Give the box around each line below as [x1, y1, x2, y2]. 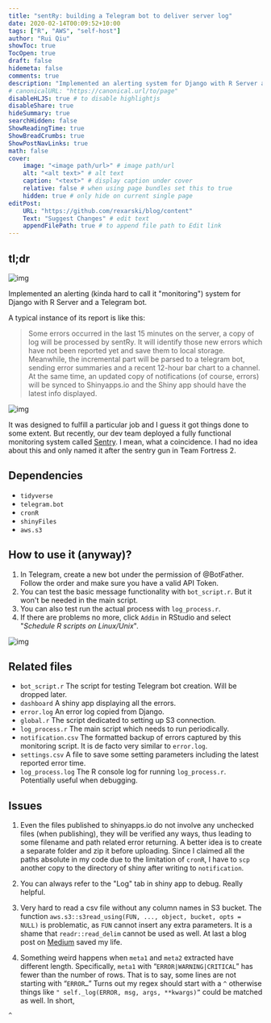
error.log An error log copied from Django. [19, 707, 165, 716]
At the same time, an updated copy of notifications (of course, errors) [27, 371, 260, 381]
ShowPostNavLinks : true [8, 139, 89, 148]
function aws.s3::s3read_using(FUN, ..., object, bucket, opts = [19, 912, 242, 921]
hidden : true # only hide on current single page [23, 191, 194, 200]
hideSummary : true [8, 110, 70, 118]
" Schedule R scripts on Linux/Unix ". [19, 620, 139, 630]
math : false [8, 147, 48, 155]
